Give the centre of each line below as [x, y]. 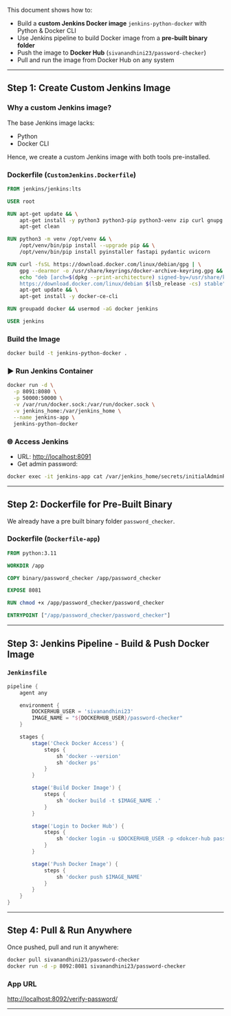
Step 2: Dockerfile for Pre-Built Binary [90, 505]
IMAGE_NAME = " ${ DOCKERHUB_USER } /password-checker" [108, 718]
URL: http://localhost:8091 [54, 456]
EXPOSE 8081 [24, 590]
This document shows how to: [50, 10]
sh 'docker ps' [78, 763]
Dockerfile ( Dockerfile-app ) [54, 539]
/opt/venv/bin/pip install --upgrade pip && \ [87, 246]
